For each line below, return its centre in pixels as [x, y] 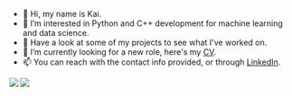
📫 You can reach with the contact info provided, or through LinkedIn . [151, 62]
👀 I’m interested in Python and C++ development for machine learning [152, 23]
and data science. [56, 33]
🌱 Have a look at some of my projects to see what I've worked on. [145, 42]
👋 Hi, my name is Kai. [62, 14]
